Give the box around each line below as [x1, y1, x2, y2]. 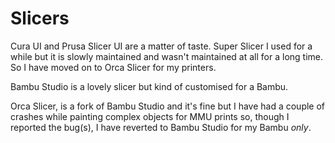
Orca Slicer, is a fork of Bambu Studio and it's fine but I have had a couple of [10, 100, 326, 112]
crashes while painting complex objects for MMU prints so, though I [10, 110, 290, 122]
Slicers [10, 7, 70, 30]
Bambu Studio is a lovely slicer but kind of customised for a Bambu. [10, 80, 289, 92]
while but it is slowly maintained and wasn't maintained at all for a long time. [10, 50, 323, 62]
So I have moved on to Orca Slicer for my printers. [10, 61, 217, 73]
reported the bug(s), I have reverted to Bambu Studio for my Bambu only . [10, 121, 312, 133]
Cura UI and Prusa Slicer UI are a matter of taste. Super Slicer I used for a [10, 40, 313, 52]
